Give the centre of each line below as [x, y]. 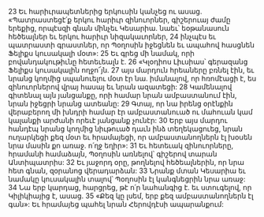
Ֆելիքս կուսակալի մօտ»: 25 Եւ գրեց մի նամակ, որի [101, 53]
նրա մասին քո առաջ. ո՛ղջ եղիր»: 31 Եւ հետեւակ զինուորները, [121, 146]
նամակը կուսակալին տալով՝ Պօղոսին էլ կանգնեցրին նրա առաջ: [127, 179]
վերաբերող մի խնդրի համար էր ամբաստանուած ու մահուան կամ [131, 112]
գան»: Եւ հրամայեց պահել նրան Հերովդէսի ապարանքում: [116, 204]
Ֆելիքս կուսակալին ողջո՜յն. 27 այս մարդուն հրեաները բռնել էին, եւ [131, 70]
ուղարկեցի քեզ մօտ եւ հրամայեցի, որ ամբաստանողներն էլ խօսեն [130, 137]
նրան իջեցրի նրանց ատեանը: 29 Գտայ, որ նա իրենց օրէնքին [121, 103]
